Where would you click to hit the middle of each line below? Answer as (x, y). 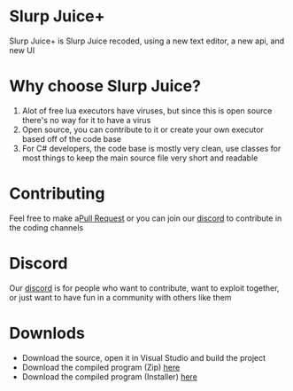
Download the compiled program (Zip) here (101, 367)
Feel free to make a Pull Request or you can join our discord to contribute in (146, 218)
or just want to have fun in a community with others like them (120, 297)
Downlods (47, 333)
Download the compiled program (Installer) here (109, 376)
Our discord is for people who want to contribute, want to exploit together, (144, 288)
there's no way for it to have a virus (86, 120)
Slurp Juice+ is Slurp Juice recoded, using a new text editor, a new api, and (147, 41)
